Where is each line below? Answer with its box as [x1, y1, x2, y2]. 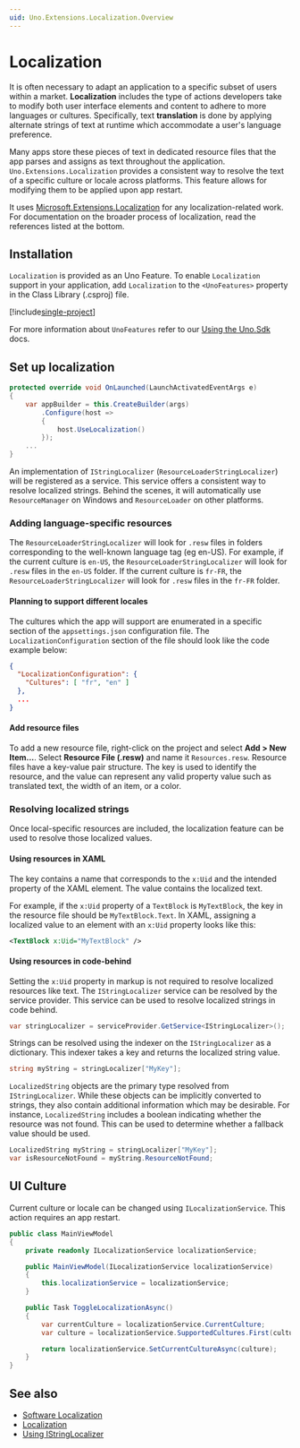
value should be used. [9, 1128, 91, 1139]
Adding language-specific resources [9, 517, 172, 529]
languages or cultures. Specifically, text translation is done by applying [9, 109, 272, 121]
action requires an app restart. [9, 1212, 121, 1222]
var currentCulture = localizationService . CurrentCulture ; [41, 1320, 266, 1329]
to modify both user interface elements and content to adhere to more [9, 100, 267, 111]
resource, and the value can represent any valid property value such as [9, 771, 272, 782]
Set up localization [9, 359, 115, 374]
